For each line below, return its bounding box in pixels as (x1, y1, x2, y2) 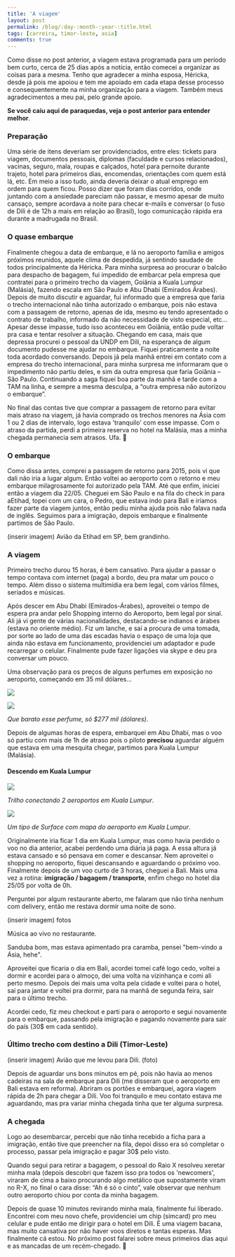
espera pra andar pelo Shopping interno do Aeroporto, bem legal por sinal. (7, 609, 223, 618)
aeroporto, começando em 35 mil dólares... (7, 675, 132, 684)
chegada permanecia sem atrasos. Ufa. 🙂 (7, 433, 128, 441)
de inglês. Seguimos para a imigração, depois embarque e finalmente (7, 512, 208, 520)
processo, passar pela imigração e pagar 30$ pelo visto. (7, 1148, 170, 1156)
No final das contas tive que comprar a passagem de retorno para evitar (7, 403, 216, 411)
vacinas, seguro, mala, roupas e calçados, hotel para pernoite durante (7, 162, 210, 171)
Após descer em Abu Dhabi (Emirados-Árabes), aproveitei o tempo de (7, 601, 210, 611)
